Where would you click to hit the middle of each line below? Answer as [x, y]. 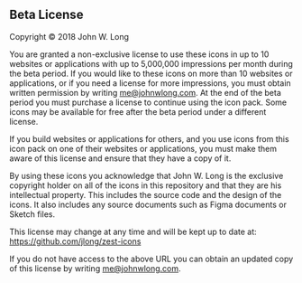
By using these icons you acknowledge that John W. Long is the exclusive [146, 175]
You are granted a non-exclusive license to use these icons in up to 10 [139, 54]
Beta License [46, 15]
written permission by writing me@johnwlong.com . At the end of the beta [146, 92]
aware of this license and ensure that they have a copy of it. [120, 158]
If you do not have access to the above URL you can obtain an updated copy [151, 259]
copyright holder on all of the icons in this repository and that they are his [146, 185]
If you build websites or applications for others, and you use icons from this [150, 138]
